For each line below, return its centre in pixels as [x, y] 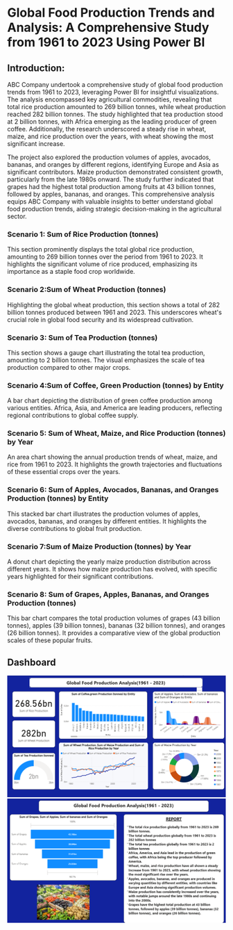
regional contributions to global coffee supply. [73, 416]
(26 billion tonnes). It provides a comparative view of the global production [114, 633]
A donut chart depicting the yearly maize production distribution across [109, 562]
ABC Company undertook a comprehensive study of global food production [115, 84]
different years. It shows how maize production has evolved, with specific [112, 569]
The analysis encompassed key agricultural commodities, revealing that [110, 99]
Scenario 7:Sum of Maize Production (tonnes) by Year [100, 546]
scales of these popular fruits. [50, 640]
